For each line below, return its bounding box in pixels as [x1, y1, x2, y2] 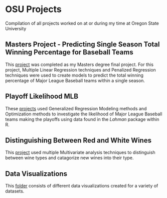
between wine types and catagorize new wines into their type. [5, 155, 134, 161]
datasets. [5, 188, 25, 194]
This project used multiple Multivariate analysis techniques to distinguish [5, 150, 155, 156]
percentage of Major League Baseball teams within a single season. [5, 77, 145, 84]
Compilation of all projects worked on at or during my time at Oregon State [5, 20, 159, 26]
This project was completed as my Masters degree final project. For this [5, 61, 154, 68]
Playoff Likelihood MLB [5, 92, 79, 101]
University [5, 25, 27, 31]
